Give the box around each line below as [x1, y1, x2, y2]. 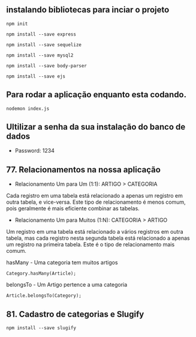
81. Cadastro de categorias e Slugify [6, 309, 144, 319]
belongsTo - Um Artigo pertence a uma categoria [6, 281, 128, 288]
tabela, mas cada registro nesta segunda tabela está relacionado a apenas [6, 234, 190, 242]
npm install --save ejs [6, 73, 66, 79]
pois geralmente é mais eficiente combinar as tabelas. [6, 205, 140, 212]
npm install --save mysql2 [6, 52, 74, 58]
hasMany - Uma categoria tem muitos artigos [6, 259, 118, 266]
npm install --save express [6, 31, 77, 37]
